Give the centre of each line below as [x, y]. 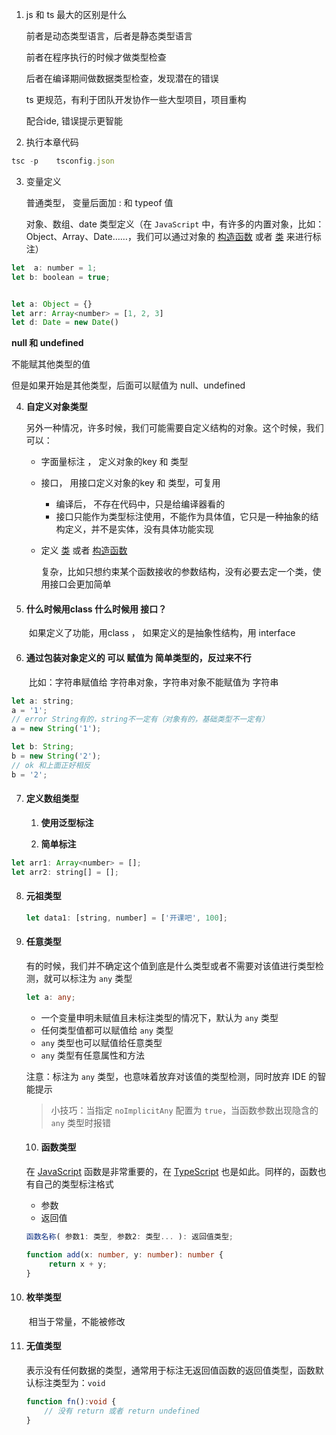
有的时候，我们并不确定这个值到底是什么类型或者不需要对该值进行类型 [170, 965]
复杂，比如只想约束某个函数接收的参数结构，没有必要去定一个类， [176, 572]
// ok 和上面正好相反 [51, 765]
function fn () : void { [71, 1401]
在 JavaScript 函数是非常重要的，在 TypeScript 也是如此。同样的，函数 [171, 1171]
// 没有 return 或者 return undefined [122, 1411]
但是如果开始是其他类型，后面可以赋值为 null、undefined [128, 385]
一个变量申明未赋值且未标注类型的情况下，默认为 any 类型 [159, 1017]
